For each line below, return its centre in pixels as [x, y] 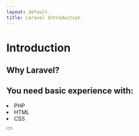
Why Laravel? [33, 70]
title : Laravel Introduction [43, 18]
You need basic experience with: [70, 91]
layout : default [27, 12]
